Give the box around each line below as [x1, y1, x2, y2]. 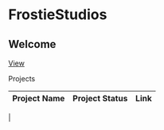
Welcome [8, 37, 57, 51]
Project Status [72, 93, 128, 104]
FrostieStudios [8, 6, 107, 24]
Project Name [12, 93, 65, 104]
